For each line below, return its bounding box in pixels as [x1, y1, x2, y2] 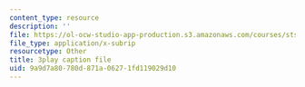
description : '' [9, 22, 71, 31]
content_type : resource [9, 13, 100, 23]
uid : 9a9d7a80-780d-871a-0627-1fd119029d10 [9, 64, 177, 73]
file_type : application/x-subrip [9, 38, 136, 48]
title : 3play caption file [9, 55, 112, 64]
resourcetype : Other [9, 47, 88, 56]
